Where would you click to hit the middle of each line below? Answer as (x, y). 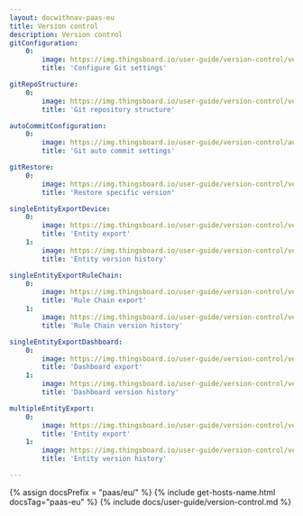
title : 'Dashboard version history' (110, 392)
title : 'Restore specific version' (109, 192)
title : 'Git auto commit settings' (109, 151)
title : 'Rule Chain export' (94, 300)
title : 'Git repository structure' (109, 109)
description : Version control (66, 34)
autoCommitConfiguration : (58, 126)
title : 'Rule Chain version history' (112, 326)
